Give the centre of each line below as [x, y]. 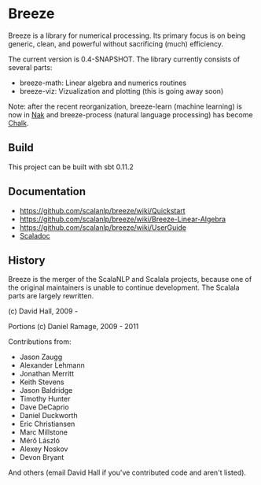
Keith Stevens [42, 382]
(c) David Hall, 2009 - [43, 311]
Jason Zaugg [41, 357]
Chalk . [18, 123]
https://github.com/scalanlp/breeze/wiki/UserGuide [103, 227]
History [27, 260]
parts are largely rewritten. [51, 296]
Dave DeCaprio [44, 407]
